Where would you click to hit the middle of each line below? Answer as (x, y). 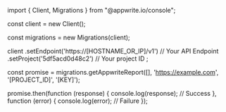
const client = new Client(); (46, 24)
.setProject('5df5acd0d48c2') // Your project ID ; (78, 58)
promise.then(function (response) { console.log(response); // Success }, (112, 93)
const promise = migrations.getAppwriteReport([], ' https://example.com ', (113, 72)
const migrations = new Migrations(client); (69, 37)
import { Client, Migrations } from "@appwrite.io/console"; (92, 10)
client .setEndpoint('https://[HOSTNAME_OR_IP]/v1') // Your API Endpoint (113, 51)
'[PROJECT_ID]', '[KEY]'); (44, 80)
